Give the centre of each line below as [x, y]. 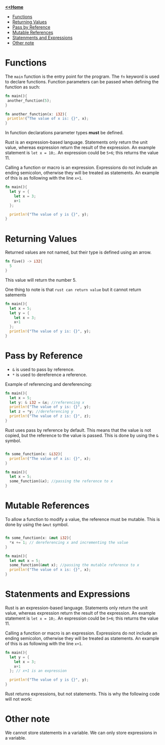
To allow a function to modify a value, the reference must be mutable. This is [82, 519]
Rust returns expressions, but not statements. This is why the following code [82, 694]
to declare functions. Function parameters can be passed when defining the [82, 81]
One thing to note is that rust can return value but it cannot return [73, 289]
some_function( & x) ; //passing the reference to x [61, 481]
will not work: [19, 699]
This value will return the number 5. [41, 280]
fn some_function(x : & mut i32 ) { [38, 538]
